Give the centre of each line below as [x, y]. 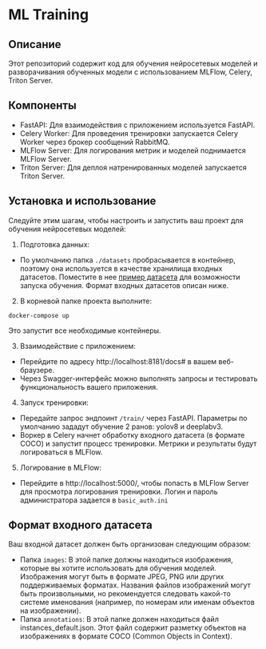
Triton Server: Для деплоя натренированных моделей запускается [133, 167]
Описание [35, 44]
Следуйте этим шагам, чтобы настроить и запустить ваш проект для [126, 220]
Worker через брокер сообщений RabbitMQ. [95, 142]
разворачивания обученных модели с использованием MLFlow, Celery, [131, 72]
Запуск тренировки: [54, 403]
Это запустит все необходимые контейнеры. [85, 331]
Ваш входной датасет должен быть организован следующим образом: [130, 544]
